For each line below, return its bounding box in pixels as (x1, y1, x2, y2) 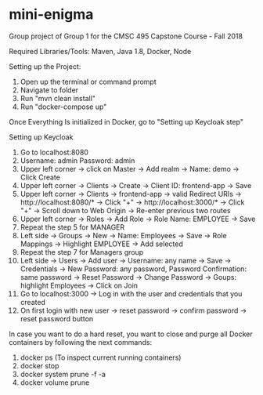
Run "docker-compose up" (20, 102, 107, 111)
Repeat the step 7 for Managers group (20, 247, 144, 256)
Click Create (20, 172, 61, 182)
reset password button (20, 313, 94, 323)
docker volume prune (20, 378, 90, 387)
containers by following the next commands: (9, 337, 152, 346)
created (20, 297, 46, 306)
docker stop (20, 361, 59, 370)
